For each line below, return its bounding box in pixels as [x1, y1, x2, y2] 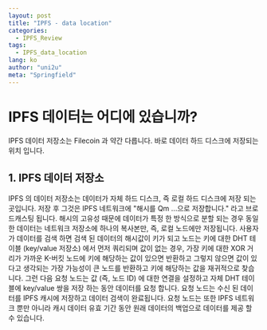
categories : [8, 26, 48, 34]
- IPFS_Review [15, 33, 62, 42]
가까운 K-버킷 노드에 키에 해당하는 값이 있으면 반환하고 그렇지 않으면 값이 [22, 253, 249, 263]
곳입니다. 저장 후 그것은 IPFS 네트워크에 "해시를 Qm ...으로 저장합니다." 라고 [8, 204, 245, 214]
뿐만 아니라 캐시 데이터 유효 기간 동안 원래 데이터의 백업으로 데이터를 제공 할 [16, 304, 253, 313]
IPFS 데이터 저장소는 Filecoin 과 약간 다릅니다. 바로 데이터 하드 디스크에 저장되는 [8, 136, 259, 145]
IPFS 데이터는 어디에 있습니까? [8, 108, 198, 126]
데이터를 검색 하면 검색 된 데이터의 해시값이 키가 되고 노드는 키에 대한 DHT [16, 234, 249, 243]
